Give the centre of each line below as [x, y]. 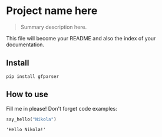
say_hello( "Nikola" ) [32, 119]
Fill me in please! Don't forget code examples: [62, 108]
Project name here [52, 11]
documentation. [25, 44]
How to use [27, 95]
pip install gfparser [33, 76]
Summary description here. [54, 27]
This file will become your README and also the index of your [81, 38]
